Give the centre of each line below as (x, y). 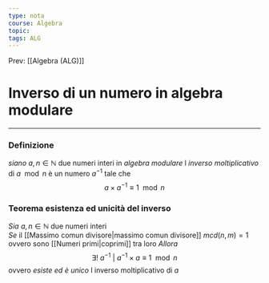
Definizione (31, 145)
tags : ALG (25, 38)
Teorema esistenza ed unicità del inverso (90, 208)
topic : (19, 30)
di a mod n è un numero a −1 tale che (70, 173)
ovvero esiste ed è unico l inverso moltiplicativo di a (94, 270)
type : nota (26, 16)
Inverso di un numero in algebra (116, 93)
